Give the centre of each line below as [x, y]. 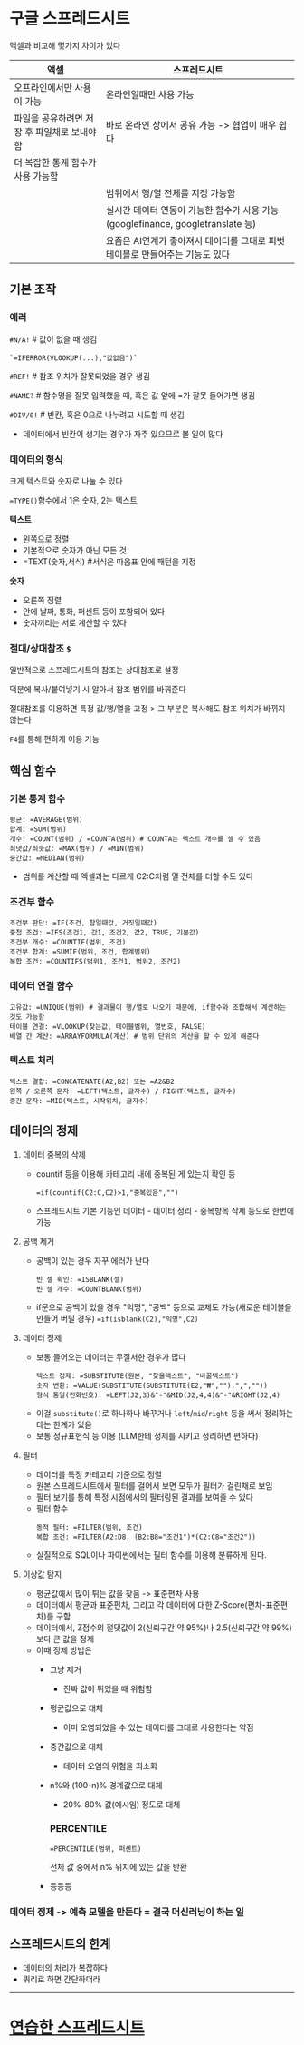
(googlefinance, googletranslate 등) [181, 223]
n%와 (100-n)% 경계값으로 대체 [106, 1785]
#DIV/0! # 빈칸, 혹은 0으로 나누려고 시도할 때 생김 [97, 415]
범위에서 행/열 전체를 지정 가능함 [171, 193]
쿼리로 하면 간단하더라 [62, 1979]
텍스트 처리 [32, 1061]
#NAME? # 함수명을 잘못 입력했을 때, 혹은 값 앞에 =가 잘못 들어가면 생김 [133, 395]
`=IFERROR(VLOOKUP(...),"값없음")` [74, 358]
